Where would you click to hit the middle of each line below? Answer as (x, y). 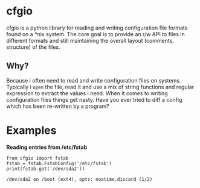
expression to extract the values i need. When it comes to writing (87, 93)
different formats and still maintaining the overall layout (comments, (90, 40)
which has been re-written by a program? (58, 106)
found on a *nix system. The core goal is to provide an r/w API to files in (96, 34)
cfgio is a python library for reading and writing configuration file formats (97, 28)
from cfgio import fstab (37, 158)
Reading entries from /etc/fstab (47, 147)
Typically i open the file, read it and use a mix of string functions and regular (100, 87)
